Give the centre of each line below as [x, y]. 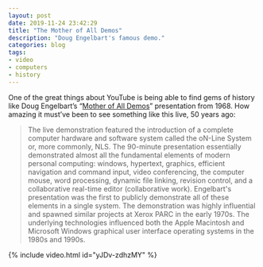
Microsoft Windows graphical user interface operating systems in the [141, 230]
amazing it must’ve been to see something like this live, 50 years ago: [122, 114]
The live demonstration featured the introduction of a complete [131, 130]
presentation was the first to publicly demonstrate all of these [128, 197]
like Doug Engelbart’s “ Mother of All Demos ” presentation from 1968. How [129, 106]
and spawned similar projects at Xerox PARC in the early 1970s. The [139, 214]
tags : [17, 52]
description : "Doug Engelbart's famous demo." [87, 38]
